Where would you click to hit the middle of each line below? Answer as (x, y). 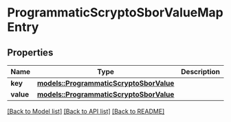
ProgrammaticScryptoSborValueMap (115, 13)
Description (200, 72)
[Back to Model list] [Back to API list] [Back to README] (86, 111)
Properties (30, 52)
